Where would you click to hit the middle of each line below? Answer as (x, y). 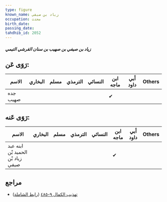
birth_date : (17, 24)
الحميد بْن (18, 152)
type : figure (19, 10)
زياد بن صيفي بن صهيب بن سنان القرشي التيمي (48, 49)
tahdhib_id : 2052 (23, 33)
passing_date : (20, 28)
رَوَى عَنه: (17, 117)
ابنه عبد (15, 146)
